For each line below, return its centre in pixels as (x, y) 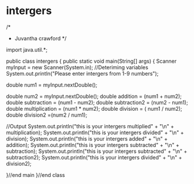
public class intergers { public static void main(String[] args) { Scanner (91, 61)
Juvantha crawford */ (41, 38)
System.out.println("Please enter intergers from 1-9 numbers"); (82, 73)
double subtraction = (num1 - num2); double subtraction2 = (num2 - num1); (97, 102)
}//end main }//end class (36, 175)
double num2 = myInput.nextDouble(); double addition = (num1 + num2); (94, 96)
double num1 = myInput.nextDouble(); (52, 85)
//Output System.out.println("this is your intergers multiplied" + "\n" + (90, 126)
